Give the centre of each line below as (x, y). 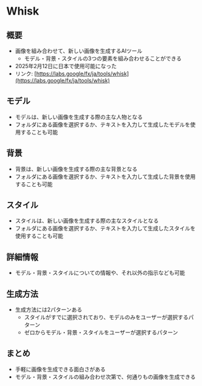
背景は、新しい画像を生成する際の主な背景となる (76, 169)
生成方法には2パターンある (49, 310)
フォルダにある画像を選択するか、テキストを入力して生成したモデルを (103, 124)
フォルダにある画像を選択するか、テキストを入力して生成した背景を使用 (105, 176)
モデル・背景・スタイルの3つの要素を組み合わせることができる (103, 58)
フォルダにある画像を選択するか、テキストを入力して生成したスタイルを (105, 229)
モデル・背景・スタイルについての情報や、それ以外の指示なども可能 (100, 273)
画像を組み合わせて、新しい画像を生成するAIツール (79, 51)
